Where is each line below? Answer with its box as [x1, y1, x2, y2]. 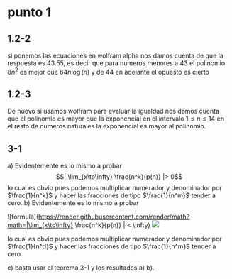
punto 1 [7, 4, 52, 21]
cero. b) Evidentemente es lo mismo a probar [7, 199, 140, 207]
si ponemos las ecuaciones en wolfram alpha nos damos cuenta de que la [7, 51, 223, 60]
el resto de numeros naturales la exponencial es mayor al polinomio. [7, 122, 206, 131]
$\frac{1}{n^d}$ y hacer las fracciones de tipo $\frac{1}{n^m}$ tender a [7, 242, 216, 251]
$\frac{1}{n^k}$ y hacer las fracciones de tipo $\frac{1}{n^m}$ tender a [7, 191, 216, 199]
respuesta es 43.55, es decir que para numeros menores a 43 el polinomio [7, 59, 226, 67]
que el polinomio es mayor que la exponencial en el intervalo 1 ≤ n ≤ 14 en [7, 114, 225, 123]
